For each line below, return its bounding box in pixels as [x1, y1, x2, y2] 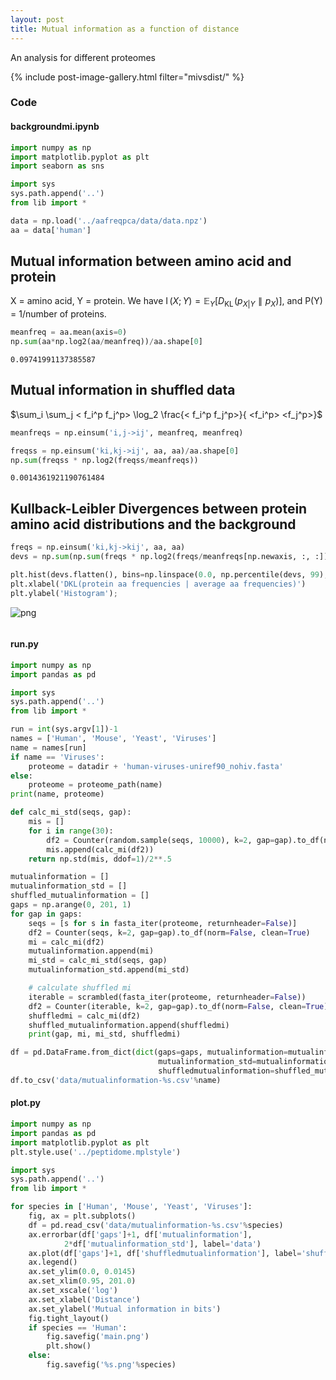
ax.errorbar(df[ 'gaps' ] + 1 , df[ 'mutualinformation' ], [28, 1229, 253, 1240]
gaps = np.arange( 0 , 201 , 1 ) [10, 900, 132, 910]
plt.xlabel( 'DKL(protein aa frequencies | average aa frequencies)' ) [10, 579, 307, 589]
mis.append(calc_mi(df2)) [46, 844, 155, 855]
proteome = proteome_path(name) [28, 780, 163, 790]
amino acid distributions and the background [10, 516, 297, 533]
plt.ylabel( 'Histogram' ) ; [10, 588, 118, 598]
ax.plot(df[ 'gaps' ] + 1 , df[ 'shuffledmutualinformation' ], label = [28, 1248, 302, 1258]
